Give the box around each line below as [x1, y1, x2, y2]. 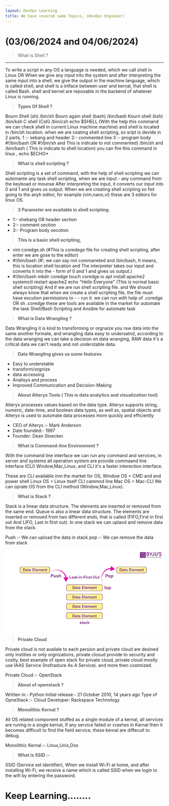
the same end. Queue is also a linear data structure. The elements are [5, 509, 150, 515]
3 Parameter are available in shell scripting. [17, 207, 110, 213]
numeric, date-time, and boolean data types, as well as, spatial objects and [5, 407, 161, 413]
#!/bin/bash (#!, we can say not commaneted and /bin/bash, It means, [12, 258, 157, 264]
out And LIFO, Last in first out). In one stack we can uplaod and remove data [5, 519, 163, 525]
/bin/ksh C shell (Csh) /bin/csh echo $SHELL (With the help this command [5, 118, 159, 125]
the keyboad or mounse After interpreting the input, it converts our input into [5, 181, 164, 187]
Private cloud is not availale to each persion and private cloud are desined [5, 646, 158, 652]
